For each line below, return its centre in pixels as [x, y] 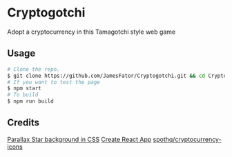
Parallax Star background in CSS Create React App [79, 139]
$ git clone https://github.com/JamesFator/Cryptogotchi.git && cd [106, 76]
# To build [23, 95]
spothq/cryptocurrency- [187, 139]
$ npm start [24, 88]
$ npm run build [30, 101]
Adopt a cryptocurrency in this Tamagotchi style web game [91, 32]
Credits [23, 123]
